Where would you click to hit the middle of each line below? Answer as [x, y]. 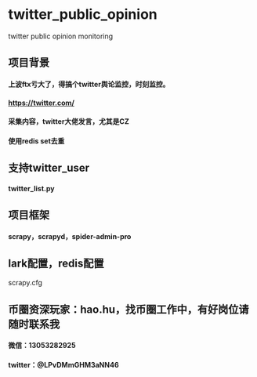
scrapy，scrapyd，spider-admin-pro [70, 236]
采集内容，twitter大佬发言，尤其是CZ [69, 121]
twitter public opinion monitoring [61, 36]
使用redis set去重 [36, 141]
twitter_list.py [31, 188]
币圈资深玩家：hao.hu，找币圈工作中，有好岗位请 [128, 309]
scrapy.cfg [25, 283]
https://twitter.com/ [41, 103]
